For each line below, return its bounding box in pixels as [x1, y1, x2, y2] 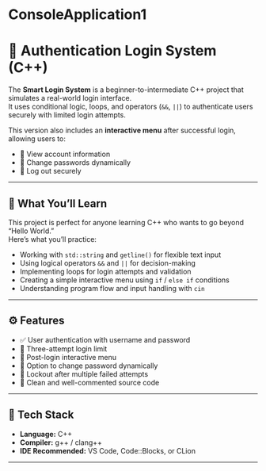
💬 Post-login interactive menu [19, 352, 117, 362]
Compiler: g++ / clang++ [19, 438, 103, 447]
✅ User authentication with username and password [19, 335, 191, 344]
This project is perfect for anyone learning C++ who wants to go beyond [8, 217, 244, 227]
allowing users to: [8, 134, 66, 144]
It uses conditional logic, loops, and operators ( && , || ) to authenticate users [8, 101, 253, 112]
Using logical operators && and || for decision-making [19, 258, 196, 267]
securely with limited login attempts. [8, 110, 127, 120]
